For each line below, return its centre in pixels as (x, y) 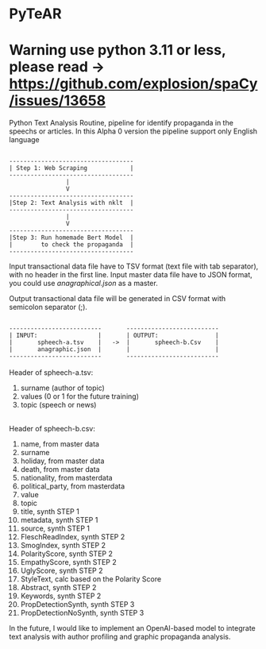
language (24, 140)
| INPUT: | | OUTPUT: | (114, 336)
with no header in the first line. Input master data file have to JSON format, (131, 275)
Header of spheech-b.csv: (52, 429)
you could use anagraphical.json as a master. (83, 284)
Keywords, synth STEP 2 (61, 596)
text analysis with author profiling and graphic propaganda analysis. (120, 637)
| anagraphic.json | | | (114, 350)
